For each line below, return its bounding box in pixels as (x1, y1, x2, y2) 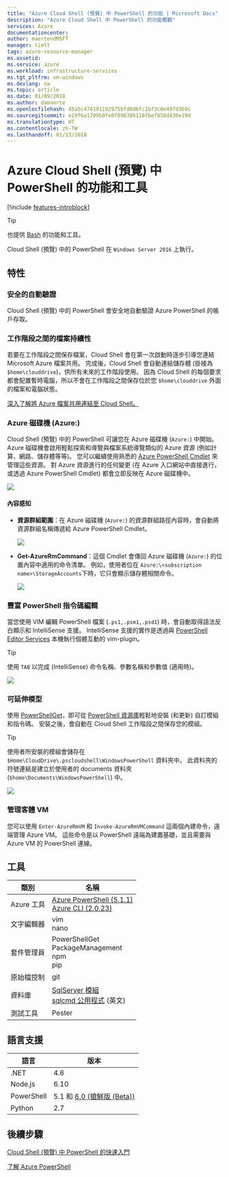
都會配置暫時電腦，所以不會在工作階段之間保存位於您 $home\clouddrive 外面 (7, 377, 221, 385)
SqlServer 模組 (51, 986, 99, 995)
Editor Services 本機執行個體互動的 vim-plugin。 (7, 634, 144, 643)
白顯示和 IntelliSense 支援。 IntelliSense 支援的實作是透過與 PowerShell (7, 626, 208, 634)
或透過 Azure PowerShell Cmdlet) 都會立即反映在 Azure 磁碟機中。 (7, 469, 195, 477)
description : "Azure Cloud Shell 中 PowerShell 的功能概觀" (7, 16, 176, 23)
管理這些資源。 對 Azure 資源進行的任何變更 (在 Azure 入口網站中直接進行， (7, 461, 221, 469)
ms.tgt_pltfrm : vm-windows (7, 73, 84, 81)
